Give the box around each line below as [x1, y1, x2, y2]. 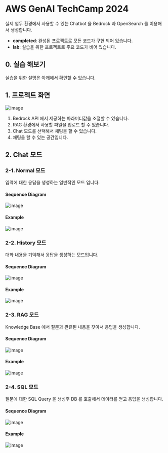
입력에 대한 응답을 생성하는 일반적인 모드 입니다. [5, 180, 100, 186]
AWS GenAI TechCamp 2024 [5, 3, 129, 15]
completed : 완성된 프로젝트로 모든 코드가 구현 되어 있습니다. [12, 38, 133, 44]
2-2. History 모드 [5, 239, 47, 246]
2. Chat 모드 [5, 150, 43, 159]
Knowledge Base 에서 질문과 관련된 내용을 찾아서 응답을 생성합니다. [5, 324, 140, 330]
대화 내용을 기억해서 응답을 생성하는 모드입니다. [5, 252, 99, 258]
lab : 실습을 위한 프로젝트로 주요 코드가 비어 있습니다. [12, 44, 116, 50]
